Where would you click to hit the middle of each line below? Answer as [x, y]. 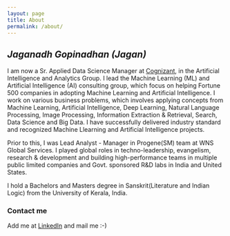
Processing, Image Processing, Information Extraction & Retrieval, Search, [112, 115]
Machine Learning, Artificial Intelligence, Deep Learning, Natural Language [113, 108]
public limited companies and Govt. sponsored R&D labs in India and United [115, 165]
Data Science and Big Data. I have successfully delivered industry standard [114, 122]
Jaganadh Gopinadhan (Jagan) [77, 54]
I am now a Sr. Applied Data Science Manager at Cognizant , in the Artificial [113, 71]
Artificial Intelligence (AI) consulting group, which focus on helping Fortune [114, 86]
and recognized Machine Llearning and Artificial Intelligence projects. [106, 130]
